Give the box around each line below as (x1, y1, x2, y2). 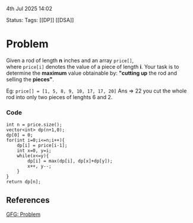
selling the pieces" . (6, 75, 55, 82)
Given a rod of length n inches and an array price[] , (6, 56, 134, 64)
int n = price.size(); (6, 122, 62, 128)
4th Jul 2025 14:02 (6, 5, 52, 12)
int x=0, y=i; (17, 148, 52, 154)
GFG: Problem (6, 211, 40, 218)
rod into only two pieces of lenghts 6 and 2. (6, 93, 113, 100)
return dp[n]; (6, 179, 42, 185)
